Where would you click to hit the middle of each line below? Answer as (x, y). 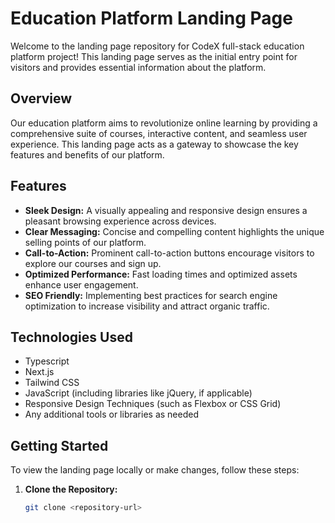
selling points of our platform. (85, 242)
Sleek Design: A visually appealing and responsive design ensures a (166, 210)
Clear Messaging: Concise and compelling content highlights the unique (174, 231)
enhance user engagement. (81, 284)
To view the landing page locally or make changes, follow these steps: (155, 470)
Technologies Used (71, 337)
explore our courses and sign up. (93, 263)
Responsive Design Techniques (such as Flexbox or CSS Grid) (153, 404)
